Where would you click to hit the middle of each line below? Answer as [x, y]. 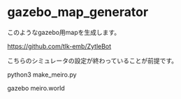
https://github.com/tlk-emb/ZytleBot [59, 46]
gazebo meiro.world [36, 88]
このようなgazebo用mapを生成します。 [64, 32]
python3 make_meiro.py [42, 75]
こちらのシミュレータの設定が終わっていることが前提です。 [93, 61]
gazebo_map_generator [78, 12]
